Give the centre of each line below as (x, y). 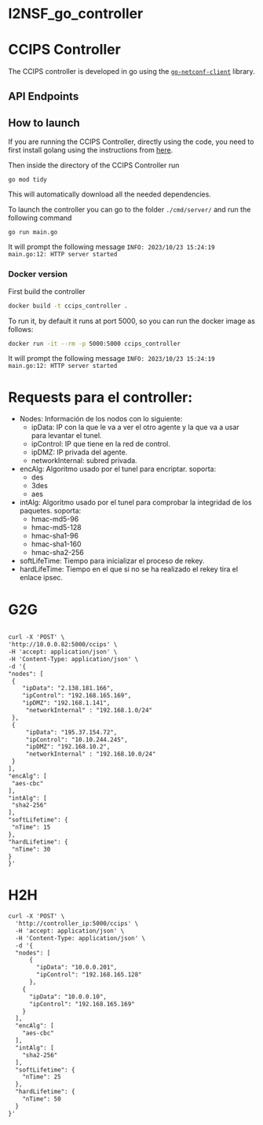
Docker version (38, 274)
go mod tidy (27, 180)
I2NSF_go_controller (76, 14)
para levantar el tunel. (66, 436)
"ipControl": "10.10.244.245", (77, 740)
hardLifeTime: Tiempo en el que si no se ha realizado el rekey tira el (128, 569)
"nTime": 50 (42, 1099)
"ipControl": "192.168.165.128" (89, 975)
